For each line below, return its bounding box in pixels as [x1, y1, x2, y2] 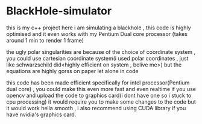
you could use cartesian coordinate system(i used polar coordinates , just [6, 55, 189, 62]
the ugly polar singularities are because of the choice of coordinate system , [6, 48, 196, 55]
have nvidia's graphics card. [6, 111, 77, 118]
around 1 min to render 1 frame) [6, 37, 84, 44]
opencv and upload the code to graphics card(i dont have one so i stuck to [6, 92, 192, 99]
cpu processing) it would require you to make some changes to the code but [6, 98, 196, 105]
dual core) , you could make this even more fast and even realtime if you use [6, 85, 196, 92]
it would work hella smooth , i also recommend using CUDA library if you [6, 104, 186, 111]
